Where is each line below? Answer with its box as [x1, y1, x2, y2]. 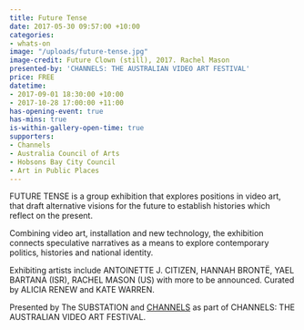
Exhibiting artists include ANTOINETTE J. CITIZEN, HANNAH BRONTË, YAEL [9, 265, 295, 276]
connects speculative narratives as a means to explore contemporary [9, 238, 269, 249]
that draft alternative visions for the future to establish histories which [9, 201, 270, 211]
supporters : [9, 132, 55, 141]
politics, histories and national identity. [9, 247, 154, 258]
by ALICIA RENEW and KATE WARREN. [9, 284, 155, 295]
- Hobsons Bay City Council [9, 157, 117, 167]
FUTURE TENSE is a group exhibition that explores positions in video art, [9, 191, 282, 201]
